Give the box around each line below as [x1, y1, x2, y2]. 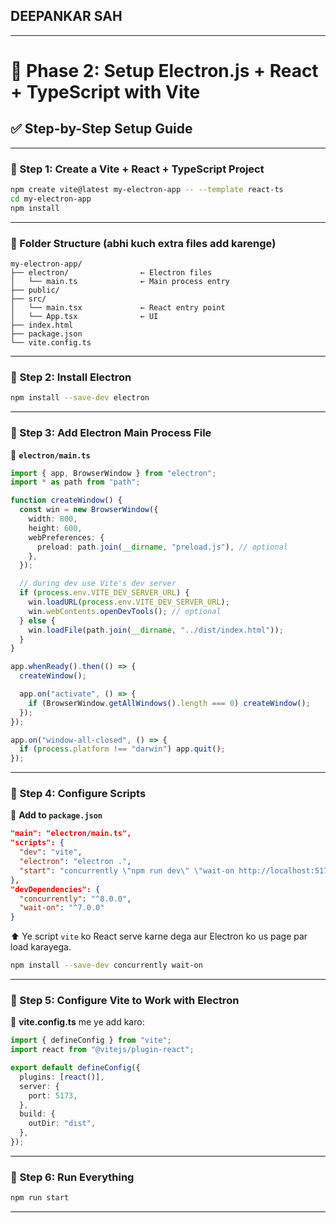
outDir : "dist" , [28, 1119, 97, 1129]
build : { [19, 1109, 56, 1119]
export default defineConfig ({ [10, 1063, 141, 1073]
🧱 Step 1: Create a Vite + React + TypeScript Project [10, 162, 265, 176]
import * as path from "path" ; [10, 477, 141, 488]
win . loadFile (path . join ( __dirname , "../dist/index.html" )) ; [28, 625, 284, 635]
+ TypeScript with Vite [10, 81, 201, 103]
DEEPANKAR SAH [10, 8, 123, 25]
